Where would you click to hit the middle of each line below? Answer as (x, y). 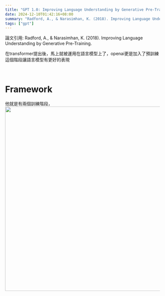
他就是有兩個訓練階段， (29, 104)
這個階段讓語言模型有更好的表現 (37, 60)
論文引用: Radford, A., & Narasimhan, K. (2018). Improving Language (74, 38)
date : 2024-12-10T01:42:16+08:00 (39, 14)
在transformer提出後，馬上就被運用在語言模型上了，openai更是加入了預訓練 (82, 54)
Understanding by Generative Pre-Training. (49, 44)
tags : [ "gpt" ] (20, 23)
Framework (29, 89)
